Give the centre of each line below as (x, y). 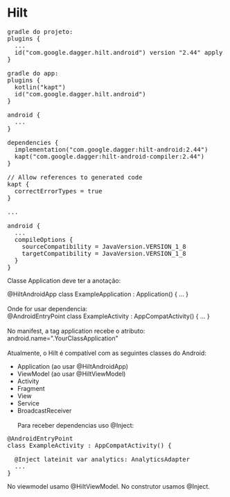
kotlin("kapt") (40, 87)
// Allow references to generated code (75, 177)
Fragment (31, 388)
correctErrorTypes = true (58, 191)
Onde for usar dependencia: (47, 308)
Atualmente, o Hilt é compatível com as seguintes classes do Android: (107, 353)
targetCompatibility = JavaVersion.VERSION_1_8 (104, 253)
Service (28, 403)
